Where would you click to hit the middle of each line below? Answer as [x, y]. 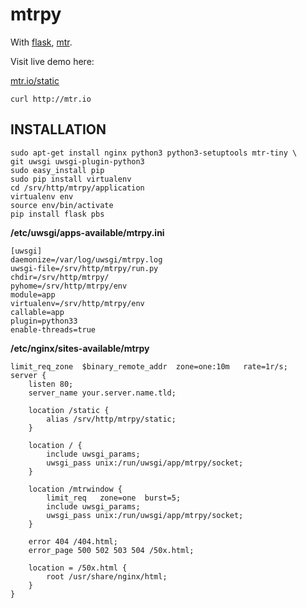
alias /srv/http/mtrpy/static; [111, 419]
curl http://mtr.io [51, 99]
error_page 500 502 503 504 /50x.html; [111, 550]
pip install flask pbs [57, 214]
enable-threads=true [53, 329]
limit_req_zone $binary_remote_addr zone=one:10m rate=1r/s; [149, 366]
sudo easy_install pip [57, 170]
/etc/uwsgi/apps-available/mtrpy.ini [87, 232]
